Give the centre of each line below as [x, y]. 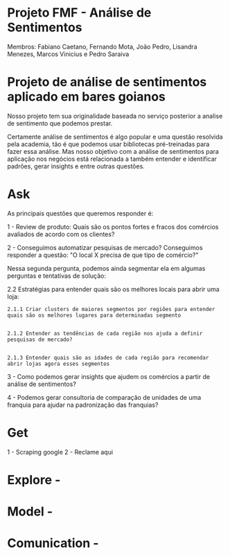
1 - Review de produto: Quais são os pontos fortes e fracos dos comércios [113, 227]
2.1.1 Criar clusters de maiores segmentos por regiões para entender [111, 309]
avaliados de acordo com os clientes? [61, 234]
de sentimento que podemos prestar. [60, 123]
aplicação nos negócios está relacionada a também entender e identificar [112, 159]
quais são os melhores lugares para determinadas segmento [94, 315]
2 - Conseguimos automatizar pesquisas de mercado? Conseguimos [105, 247]
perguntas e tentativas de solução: [56, 276]
